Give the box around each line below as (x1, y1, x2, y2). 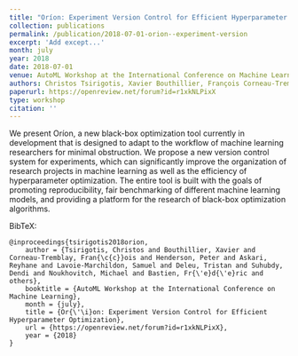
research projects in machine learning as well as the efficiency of (9, 166, 247, 177)
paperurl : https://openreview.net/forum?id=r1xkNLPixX (9, 87, 216, 96)
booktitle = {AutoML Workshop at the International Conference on (25, 285, 276, 294)
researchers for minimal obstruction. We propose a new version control (9, 147, 270, 158)
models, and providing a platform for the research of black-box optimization (9, 194, 286, 205)
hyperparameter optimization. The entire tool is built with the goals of (9, 175, 263, 186)
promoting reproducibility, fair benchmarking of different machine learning (9, 185, 281, 195)
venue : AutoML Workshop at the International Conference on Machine (9, 71, 268, 80)
